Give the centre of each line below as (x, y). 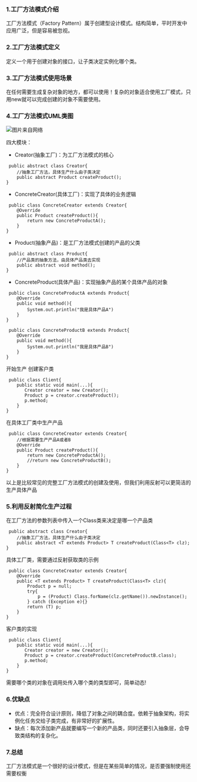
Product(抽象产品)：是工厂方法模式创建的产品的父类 (77, 243)
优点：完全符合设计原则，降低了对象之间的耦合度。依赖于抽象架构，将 (99, 713)
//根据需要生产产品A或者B (44, 440)
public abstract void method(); (56, 265)
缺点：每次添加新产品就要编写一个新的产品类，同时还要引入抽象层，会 (99, 728)
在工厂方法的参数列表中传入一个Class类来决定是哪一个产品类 (80, 520)
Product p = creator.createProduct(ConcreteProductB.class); (101, 655)
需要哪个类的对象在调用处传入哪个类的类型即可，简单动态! (76, 683)
